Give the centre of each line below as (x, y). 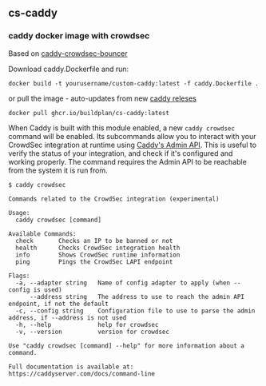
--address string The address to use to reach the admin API (137, 296)
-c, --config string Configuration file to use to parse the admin (135, 311)
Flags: (19, 276)
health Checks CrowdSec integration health (98, 248)
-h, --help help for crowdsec (87, 324)
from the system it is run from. (58, 170)
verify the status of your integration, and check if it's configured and (121, 153)
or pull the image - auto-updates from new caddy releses (103, 98)
